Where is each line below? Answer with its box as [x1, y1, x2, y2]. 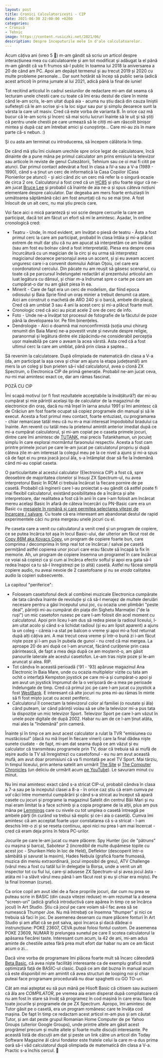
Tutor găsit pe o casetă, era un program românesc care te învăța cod [5, 1006, 143, 1012]
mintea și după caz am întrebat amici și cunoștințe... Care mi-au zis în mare [5, 124, 156, 130]
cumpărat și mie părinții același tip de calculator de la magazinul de [5, 397, 140, 403]
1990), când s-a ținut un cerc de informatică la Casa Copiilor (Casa [5, 169, 139, 175]
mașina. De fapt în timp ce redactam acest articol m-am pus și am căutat [5, 1011, 151, 1017]
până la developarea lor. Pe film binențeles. [12, 317, 99, 323]
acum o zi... [5, 945, 28, 951]
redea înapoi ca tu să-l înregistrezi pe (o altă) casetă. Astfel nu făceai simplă [5, 562, 158, 568]
